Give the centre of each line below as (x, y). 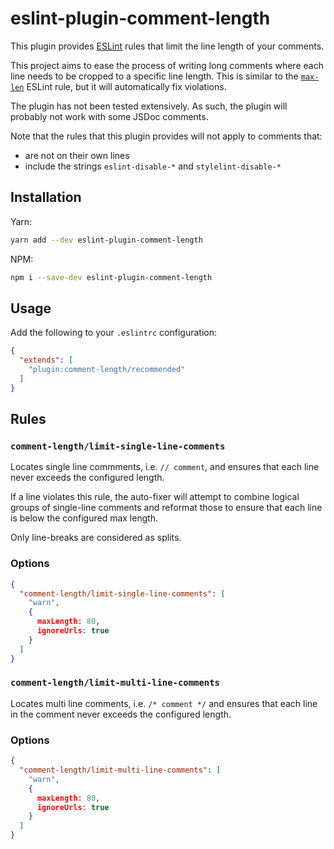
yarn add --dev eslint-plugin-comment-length (106, 240)
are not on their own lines (77, 155)
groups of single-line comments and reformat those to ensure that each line (166, 508)
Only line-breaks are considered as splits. (96, 538)
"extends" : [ (46, 360)
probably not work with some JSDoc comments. (109, 116)
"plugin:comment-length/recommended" (107, 370)
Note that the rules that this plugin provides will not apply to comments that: (166, 136)
